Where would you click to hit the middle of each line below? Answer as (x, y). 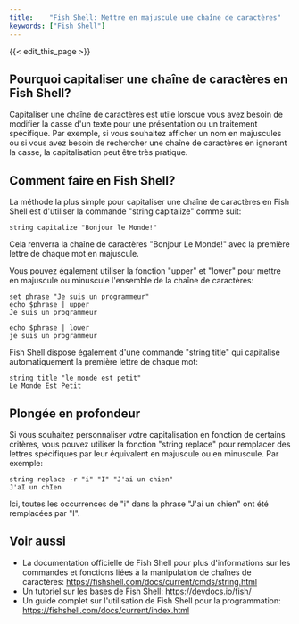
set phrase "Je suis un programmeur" (79, 297)
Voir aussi (37, 542)
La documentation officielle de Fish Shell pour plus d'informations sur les (156, 562)
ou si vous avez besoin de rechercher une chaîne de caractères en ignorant (148, 143)
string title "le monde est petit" (75, 378)
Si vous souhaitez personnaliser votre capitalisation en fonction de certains (147, 434)
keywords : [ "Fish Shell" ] (57, 26)
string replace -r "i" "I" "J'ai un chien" (91, 479)
